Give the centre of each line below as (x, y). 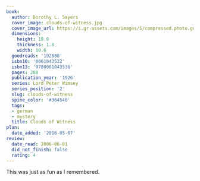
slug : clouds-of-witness (42, 94)
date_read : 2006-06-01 (40, 144)
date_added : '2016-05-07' (44, 133)
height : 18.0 (33, 39)
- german (22, 111)
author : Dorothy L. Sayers (45, 17)
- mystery (24, 116)
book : (13, 12)
